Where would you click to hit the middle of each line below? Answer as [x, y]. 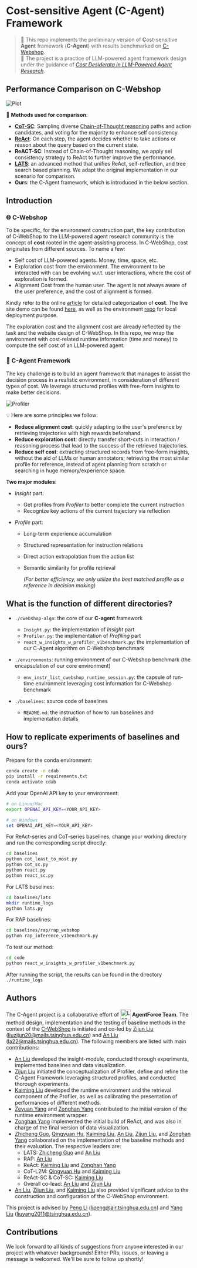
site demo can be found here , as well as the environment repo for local [91, 309]
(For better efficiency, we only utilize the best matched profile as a [103, 579]
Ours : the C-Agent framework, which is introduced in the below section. [102, 182]
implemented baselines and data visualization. [70, 1065]
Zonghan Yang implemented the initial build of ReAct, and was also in [98, 1121]
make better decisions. [34, 392]
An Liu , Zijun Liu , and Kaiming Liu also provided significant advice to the [101, 1190]
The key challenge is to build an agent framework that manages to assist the [98, 374]
